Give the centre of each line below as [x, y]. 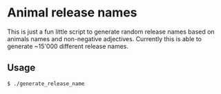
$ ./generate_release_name [46, 84]
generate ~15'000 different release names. [68, 46]
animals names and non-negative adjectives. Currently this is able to [105, 38]
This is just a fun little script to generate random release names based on [111, 32]
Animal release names [72, 13]
